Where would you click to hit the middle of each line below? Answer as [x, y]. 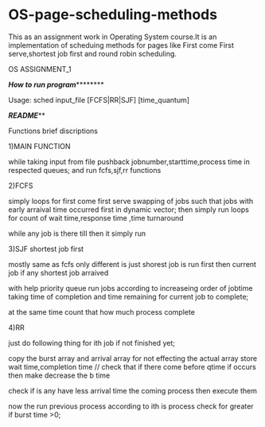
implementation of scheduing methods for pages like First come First [121, 45]
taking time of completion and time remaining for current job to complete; [129, 296]
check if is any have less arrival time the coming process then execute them [132, 390]
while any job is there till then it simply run [77, 233]
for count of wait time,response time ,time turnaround [96, 217]
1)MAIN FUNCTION [39, 146]
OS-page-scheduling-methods [113, 15]
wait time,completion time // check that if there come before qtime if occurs [132, 366]
